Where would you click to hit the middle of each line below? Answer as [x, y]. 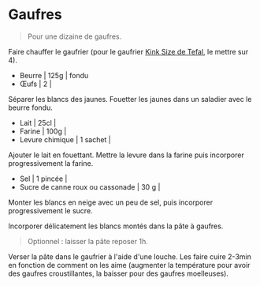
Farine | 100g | [43, 131]
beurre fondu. [30, 107]
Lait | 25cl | [38, 122]
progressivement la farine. [51, 163]
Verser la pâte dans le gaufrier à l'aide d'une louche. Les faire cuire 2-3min [130, 256]
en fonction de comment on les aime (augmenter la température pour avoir [129, 265]
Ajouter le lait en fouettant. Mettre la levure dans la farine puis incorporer [126, 155]
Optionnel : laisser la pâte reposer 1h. [87, 241]
